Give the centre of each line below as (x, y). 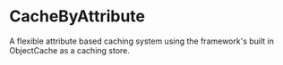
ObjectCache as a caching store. (69, 50)
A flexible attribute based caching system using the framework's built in (142, 41)
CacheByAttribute (77, 16)
